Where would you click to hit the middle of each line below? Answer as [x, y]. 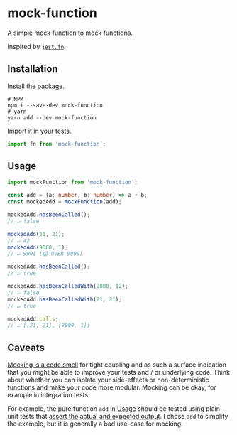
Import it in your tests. [39, 131]
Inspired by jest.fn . [37, 46]
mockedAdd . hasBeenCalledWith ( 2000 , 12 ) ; [68, 286]
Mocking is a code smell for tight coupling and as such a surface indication [117, 365]
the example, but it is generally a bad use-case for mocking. [95, 424]
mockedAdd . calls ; [33, 319]
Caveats [26, 347]
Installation [33, 69]
